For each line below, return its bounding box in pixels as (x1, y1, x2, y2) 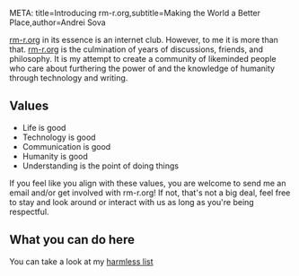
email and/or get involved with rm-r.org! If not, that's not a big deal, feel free (9, 187, 291, 198)
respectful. (9, 206, 49, 217)
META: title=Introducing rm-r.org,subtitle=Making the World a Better (9, 8, 261, 18)
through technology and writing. (9, 73, 128, 83)
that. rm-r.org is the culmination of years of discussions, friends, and (9, 44, 263, 55)
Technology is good (22, 132, 96, 142)
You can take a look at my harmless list (9, 255, 154, 267)
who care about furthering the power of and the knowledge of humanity (9, 63, 276, 73)
